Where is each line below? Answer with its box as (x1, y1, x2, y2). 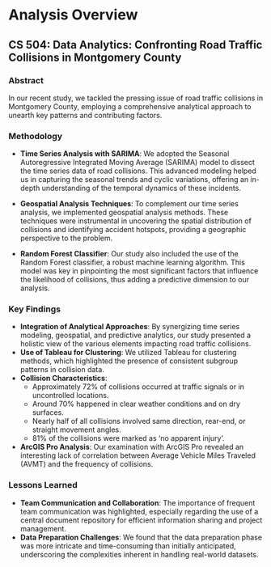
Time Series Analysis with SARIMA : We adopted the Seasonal (19, 149, 230, 159)
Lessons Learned (8, 480, 78, 491)
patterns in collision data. (19, 365, 105, 374)
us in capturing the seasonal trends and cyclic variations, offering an (19, 175, 249, 184)
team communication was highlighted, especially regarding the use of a (19, 506, 259, 516)
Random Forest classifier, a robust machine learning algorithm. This (19, 257, 245, 268)
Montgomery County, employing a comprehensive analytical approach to (8, 101, 252, 111)
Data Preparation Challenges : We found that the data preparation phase (19, 532, 263, 542)
